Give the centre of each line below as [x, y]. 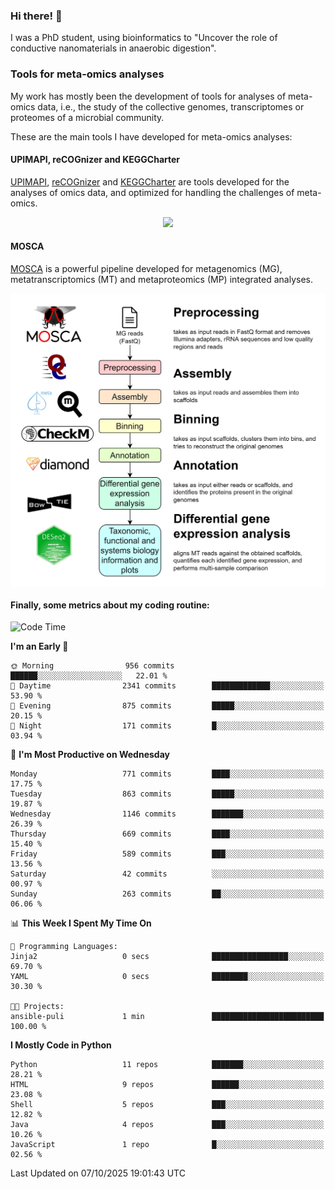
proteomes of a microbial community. [87, 117]
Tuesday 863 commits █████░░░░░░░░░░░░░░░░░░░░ [167, 794]
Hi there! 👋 [36, 16]
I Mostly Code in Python [61, 1045]
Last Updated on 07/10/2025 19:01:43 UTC [98, 1173]
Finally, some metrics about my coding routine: [110, 605]
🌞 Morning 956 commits [92, 666]
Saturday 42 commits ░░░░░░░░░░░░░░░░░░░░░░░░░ [167, 874]
